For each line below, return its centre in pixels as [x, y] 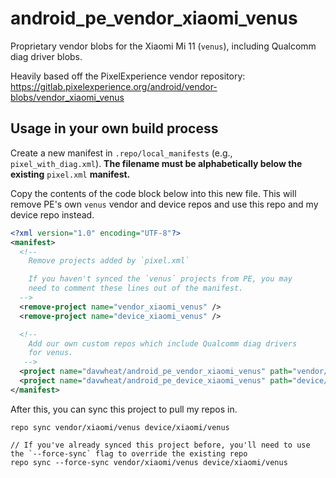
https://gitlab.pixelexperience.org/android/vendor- [114, 86]
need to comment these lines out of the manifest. [136, 288]
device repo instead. [52, 214]
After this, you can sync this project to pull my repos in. [124, 409]
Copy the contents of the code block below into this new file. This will [153, 193]
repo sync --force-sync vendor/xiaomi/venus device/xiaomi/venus [149, 462]
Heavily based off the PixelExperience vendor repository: [128, 76]
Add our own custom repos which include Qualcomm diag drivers [163, 343]
